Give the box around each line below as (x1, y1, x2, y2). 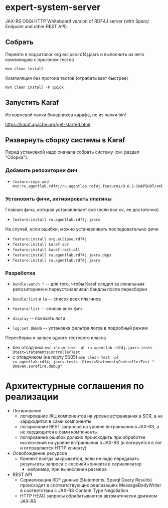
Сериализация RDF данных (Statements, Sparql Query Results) (20, 477, 152, 483)
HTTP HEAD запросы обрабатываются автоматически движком (20, 493, 157, 499)
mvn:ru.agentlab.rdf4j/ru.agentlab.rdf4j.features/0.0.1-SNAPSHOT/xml (12, 183, 163, 189)
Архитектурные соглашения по (5, 380, 144, 392)
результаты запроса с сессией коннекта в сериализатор (20, 461, 142, 467)
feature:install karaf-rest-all (12, 247, 80, 252)
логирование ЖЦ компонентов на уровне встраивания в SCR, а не (20, 413, 163, 419)
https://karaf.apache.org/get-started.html (5, 121, 91, 127)
